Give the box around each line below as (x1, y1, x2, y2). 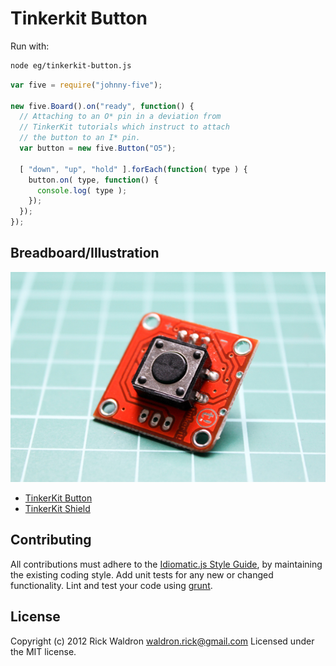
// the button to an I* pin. (19, 133, 141, 143)
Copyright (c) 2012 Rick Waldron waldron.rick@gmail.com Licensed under (10, 635, 315, 647)
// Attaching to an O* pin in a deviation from (19, 112, 222, 122)
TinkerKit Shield (24, 502, 91, 514)
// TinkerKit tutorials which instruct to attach (19, 122, 230, 132)
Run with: (10, 40, 50, 52)
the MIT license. (10, 645, 77, 657)
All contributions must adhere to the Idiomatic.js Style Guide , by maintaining (10, 558, 323, 570)
